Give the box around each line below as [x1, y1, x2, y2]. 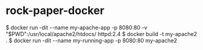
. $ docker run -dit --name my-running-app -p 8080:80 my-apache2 [5, 37, 177, 44]
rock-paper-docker [5, 4, 105, 18]
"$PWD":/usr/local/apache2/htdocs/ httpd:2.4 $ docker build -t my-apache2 [5, 30, 198, 37]
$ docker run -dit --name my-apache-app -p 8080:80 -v [5, 24, 148, 31]
